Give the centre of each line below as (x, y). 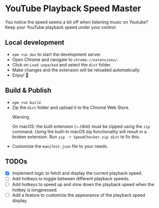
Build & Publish (28, 91)
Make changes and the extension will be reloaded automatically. (76, 70)
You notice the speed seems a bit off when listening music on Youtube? (77, 22)
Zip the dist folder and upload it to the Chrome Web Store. (71, 107)
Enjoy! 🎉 (20, 75)
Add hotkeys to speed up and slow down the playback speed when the (83, 184)
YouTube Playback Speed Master (73, 9)
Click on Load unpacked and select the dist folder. (62, 64)
